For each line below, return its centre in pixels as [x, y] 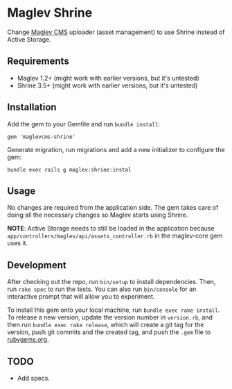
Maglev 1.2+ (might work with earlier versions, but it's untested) [108, 78]
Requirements [38, 61]
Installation [32, 107]
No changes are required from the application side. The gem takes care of [113, 208]
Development [37, 265]
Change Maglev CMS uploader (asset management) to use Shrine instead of [116, 32]
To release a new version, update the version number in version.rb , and [110, 317]
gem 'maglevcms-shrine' [42, 137]
